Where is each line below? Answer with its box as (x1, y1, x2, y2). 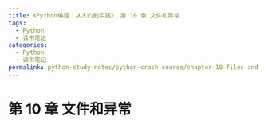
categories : (8, 41, 48, 49)
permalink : (8, 64, 45, 72)
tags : (8, 19, 26, 27)
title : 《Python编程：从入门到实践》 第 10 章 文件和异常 (8, 11, 180, 20)
